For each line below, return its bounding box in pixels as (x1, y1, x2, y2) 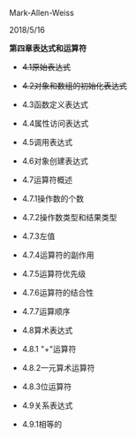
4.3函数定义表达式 (21, 99, 88, 110)
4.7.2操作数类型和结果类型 (21, 212, 117, 222)
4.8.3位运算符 (21, 381, 72, 392)
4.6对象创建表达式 (21, 156, 88, 166)
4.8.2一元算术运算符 (21, 363, 95, 373)
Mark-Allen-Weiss (9, 8, 75, 18)
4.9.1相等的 (21, 419, 63, 429)
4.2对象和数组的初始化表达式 (21, 81, 127, 91)
